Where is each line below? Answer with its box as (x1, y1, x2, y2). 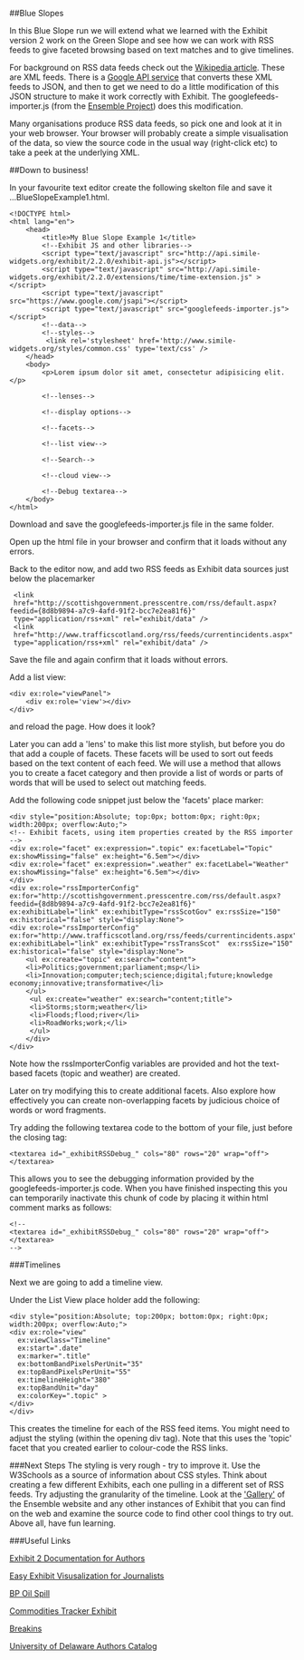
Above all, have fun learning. (9, 1518, 116, 1529)
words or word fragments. (9, 1105, 107, 1115)
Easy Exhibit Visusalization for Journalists (9, 1570, 165, 1581)
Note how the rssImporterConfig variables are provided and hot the (9, 1058, 261, 1069)
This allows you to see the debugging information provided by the (9, 1173, 255, 1184)
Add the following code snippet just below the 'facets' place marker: (9, 795, 264, 805)
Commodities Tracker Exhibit (9, 1606, 118, 1616)
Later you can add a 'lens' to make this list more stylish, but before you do (9, 739, 285, 749)
